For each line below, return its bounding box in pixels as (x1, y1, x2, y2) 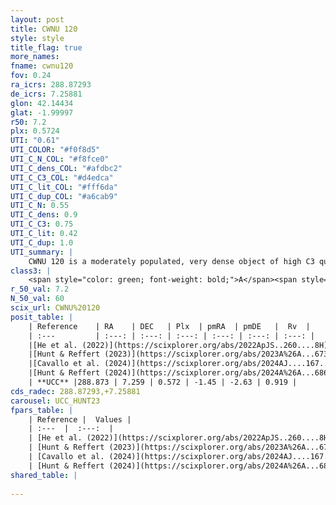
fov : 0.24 (10, 71, 52, 81)
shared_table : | (10, 470, 78, 480)
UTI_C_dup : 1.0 (10, 237, 74, 248)
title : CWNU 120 (10, 24, 78, 34)
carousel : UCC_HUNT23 (10, 396, 101, 406)
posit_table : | (10, 312, 74, 322)
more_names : (10, 52, 60, 62)
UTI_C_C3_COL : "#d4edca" (10, 172, 114, 183)
